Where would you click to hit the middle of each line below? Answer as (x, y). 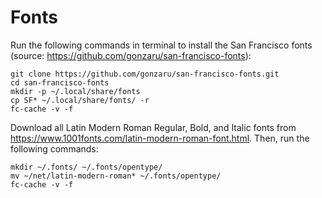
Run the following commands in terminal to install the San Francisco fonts (161, 45)
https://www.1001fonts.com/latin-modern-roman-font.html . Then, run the (160, 138)
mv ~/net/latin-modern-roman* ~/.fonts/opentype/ (116, 176)
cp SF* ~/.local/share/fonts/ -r (80, 100)
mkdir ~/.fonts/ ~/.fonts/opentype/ (86, 167)
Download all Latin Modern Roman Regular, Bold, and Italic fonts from (153, 127)
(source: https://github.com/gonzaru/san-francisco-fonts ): (131, 55)
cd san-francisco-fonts (60, 82)
